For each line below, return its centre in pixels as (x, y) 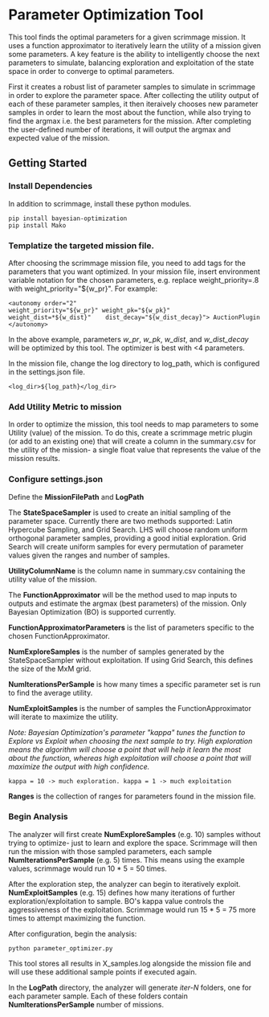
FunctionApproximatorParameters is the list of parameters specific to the (131, 627)
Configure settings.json (55, 480)
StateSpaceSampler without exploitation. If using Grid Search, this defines (131, 660)
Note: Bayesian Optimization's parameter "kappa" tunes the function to (127, 732)
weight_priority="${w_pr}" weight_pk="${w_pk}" (90, 310)
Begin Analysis (38, 817)
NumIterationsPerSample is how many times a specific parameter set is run (134, 684)
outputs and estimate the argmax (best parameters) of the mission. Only (128, 603)
